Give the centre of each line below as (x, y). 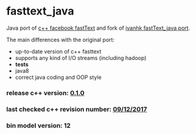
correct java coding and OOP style (58, 77)
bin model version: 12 (39, 126)
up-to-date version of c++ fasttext (58, 51)
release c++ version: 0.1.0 (46, 93)
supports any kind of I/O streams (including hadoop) (81, 58)
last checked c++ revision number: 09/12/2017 (77, 109)
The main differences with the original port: (60, 39)
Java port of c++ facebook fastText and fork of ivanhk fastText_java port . (98, 28)
